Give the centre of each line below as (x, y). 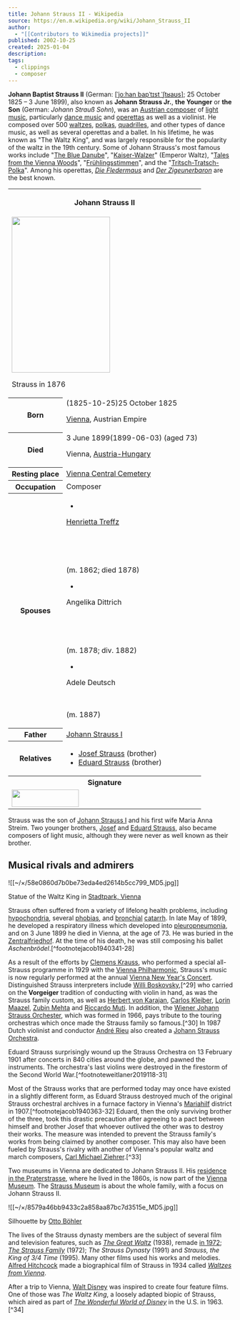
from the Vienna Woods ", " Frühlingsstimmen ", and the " (90, 162)
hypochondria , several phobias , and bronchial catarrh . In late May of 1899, (117, 918)
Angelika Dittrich (94, 602)
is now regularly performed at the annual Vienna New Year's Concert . (110, 977)
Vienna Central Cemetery (109, 474)
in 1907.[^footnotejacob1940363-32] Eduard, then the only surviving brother (120, 1111)
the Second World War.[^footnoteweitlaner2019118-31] (88, 1074)
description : (27, 54)
